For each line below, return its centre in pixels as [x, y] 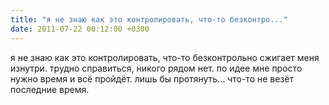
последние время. [50, 89]
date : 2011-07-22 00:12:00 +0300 [80, 29]
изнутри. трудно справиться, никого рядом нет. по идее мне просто [156, 68]
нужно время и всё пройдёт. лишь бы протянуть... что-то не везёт [152, 78]
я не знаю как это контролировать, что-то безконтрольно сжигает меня [165, 57]
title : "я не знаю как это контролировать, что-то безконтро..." [149, 19]
